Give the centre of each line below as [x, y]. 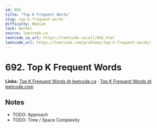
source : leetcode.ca [27, 33]
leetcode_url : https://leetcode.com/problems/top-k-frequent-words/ [78, 43]
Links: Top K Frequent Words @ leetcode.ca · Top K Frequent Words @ [78, 81]
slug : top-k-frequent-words [34, 19]
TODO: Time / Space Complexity [46, 120]
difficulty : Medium [25, 24]
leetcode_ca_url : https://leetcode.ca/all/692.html [60, 38]
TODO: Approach [30, 114]
